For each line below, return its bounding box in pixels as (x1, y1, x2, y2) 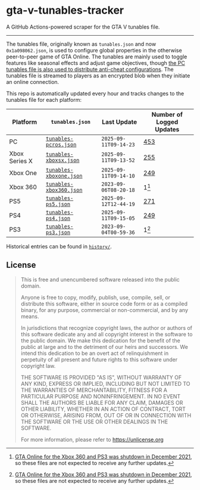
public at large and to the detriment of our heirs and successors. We (20, 343, 189, 350)
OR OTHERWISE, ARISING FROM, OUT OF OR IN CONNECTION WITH (20, 411, 192, 419)
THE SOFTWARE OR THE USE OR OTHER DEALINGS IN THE (20, 418, 168, 425)
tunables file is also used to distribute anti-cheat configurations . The (6, 65, 174, 73)
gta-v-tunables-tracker (6, 4, 124, 17)
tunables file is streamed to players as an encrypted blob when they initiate (6, 72, 190, 79)
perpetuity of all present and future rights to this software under (20, 355, 178, 363)
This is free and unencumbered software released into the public (20, 276, 180, 283)
